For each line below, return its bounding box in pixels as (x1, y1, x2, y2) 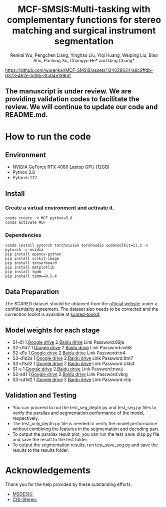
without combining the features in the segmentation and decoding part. (12, 426, 159, 432)
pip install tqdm (5, 270, 41, 275)
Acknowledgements (5, 464, 91, 476)
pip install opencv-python (5, 252, 61, 257)
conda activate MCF (5, 220, 46, 225)
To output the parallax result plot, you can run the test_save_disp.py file (12, 431, 159, 437)
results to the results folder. (12, 447, 69, 453)
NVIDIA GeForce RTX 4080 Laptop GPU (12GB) (12, 164, 110, 170)
